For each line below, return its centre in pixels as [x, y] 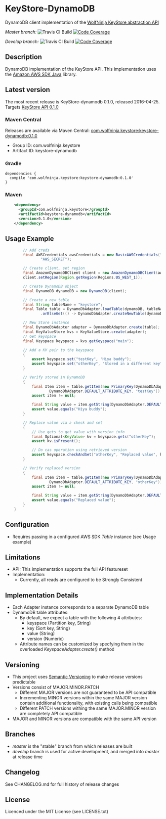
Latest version [28, 90]
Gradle [13, 163]
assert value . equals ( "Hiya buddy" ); [69, 409]
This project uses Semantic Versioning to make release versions [78, 677]
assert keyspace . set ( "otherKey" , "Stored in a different [91, 364]
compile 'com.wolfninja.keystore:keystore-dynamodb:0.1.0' [72, 178]
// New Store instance [46, 323]
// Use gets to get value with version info [78, 432]
